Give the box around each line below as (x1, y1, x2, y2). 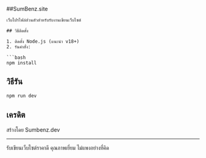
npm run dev (6, 92, 37, 99)
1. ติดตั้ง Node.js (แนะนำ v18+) (6, 39, 80, 45)
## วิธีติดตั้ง (6, 28, 29, 34)
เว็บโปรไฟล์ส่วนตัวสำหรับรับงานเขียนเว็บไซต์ (6, 17, 82, 23)
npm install (6, 60, 37, 66)
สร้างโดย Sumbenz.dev (6, 126, 60, 134)
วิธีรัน (6, 77, 23, 87)
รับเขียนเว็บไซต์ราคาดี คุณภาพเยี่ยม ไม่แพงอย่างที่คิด (6, 144, 109, 151)
